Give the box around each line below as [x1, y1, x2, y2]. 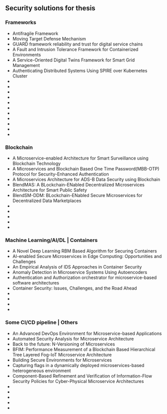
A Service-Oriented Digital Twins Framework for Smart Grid [12, 57, 135, 63]
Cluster [12, 72, 27, 79]
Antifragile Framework [12, 30, 58, 36]
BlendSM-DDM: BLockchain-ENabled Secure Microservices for [12, 192, 143, 198]
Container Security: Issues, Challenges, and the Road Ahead [12, 285, 137, 291]
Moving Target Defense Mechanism [12, 35, 86, 41]
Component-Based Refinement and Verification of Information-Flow [12, 372, 152, 379]
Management [12, 62, 40, 68]
